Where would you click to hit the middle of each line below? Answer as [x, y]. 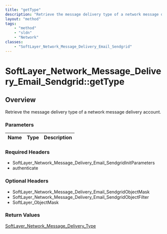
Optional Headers [27, 181]
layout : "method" [23, 19]
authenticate [25, 168]
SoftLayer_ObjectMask [35, 202]
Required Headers [27, 152]
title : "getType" [23, 10]
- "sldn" [23, 33]
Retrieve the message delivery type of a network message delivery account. [83, 112]
